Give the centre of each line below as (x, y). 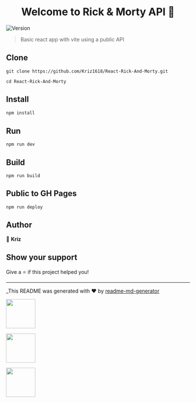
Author (19, 225)
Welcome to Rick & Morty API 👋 (98, 12)
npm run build (23, 176)
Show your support (42, 257)
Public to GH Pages (41, 194)
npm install (20, 113)
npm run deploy (24, 207)
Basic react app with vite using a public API (72, 39)
